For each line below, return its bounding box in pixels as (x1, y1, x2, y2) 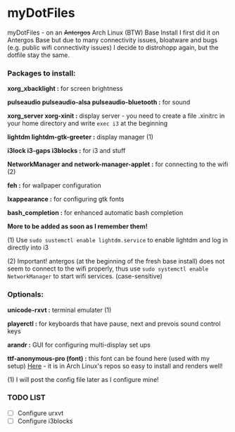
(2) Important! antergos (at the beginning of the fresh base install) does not (7, 257, 225, 266)
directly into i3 (7, 243, 49, 252)
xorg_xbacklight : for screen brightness (7, 85, 123, 93)
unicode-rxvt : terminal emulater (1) (7, 305, 112, 314)
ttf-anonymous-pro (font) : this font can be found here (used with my (7, 354, 210, 362)
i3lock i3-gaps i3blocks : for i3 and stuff (7, 147, 126, 155)
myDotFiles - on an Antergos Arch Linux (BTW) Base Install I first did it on (7, 28, 220, 37)
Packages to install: (7, 68, 76, 78)
